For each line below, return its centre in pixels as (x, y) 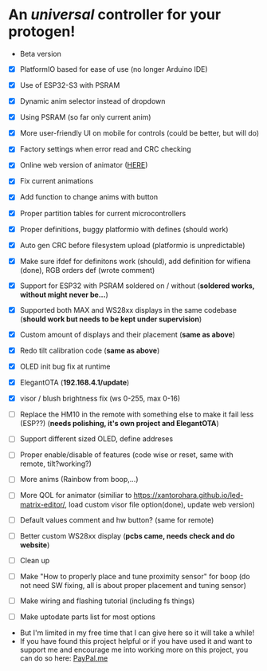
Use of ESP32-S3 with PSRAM (70, 85)
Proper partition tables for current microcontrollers (103, 213)
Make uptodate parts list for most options (87, 617)
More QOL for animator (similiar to (76, 495)
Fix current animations (57, 181)
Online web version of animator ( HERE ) (84, 165)
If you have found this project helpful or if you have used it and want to (136, 641)
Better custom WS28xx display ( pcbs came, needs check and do (127, 535)
